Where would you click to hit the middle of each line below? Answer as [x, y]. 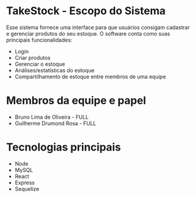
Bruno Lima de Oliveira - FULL [52, 117]
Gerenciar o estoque [40, 64]
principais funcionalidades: [39, 40]
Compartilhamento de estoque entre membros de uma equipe [90, 76]
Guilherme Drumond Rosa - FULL [55, 123]
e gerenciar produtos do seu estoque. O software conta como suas [88, 33]
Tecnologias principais [64, 147]
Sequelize [27, 189]
